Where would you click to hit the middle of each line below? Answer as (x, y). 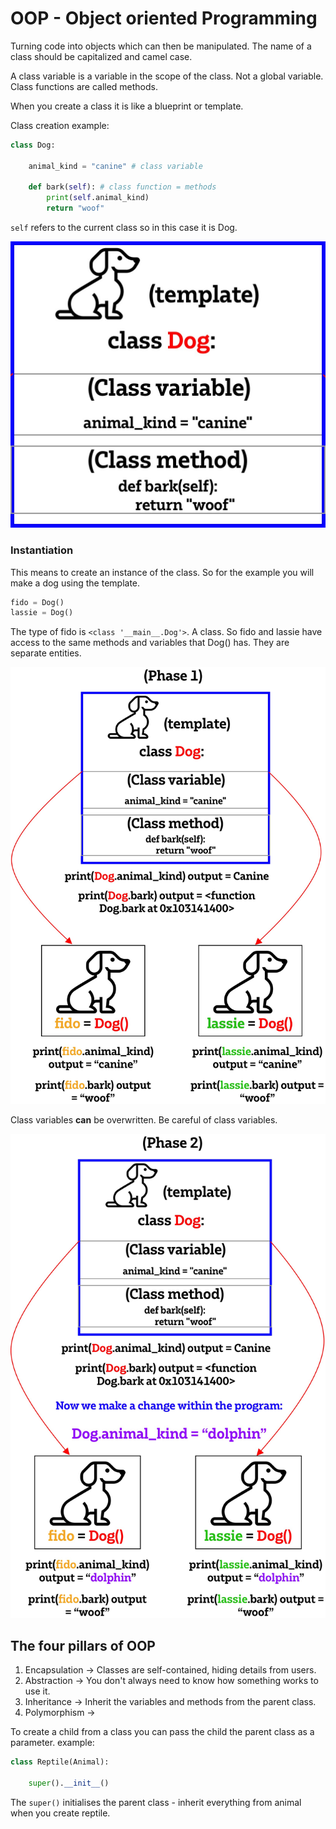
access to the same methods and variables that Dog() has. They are (150, 643)
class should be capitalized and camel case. (101, 56)
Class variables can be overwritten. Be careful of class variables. (144, 1119)
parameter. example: (52, 1743)
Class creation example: (60, 125)
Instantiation (42, 550)
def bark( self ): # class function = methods (122, 187)
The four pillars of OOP (83, 1645)
